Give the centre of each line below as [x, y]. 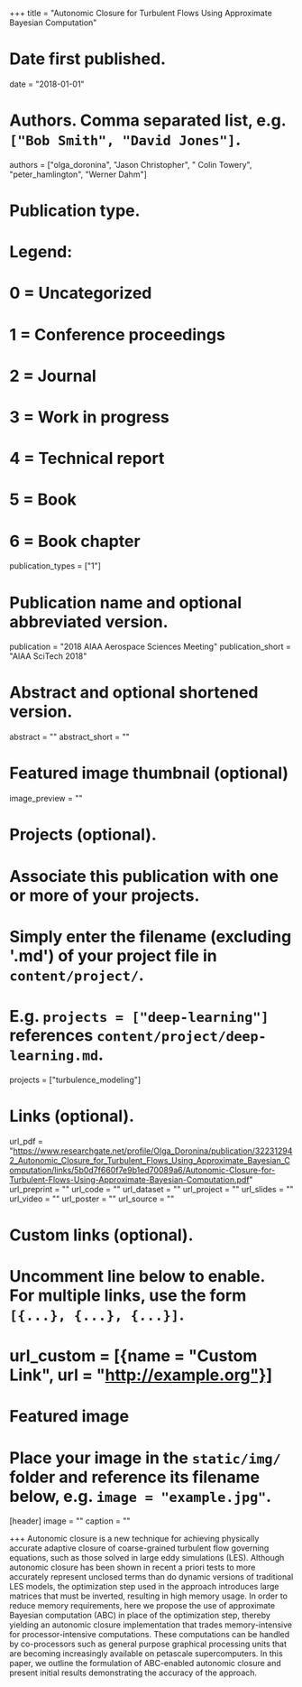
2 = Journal [53, 376]
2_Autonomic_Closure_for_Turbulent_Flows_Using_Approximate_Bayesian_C [150, 1160]
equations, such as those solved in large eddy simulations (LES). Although [147, 1558]
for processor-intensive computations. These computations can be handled [150, 1635]
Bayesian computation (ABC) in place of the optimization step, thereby [140, 1616]
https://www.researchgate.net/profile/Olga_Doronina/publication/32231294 [153, 1151]
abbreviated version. [89, 621]
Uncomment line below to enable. [137, 1276]
